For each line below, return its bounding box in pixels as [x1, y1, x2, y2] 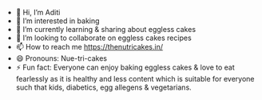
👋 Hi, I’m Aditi [15, 8, 61, 17]
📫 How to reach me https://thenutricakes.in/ [15, 42, 164, 51]
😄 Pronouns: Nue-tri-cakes [15, 54, 108, 63]
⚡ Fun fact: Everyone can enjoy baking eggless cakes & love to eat [15, 62, 236, 72]
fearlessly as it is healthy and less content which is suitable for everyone [15, 74, 255, 83]
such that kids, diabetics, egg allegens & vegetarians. [15, 82, 192, 92]
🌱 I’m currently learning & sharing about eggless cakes [15, 25, 196, 34]
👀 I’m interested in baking [15, 16, 100, 26]
